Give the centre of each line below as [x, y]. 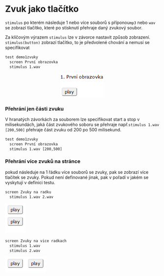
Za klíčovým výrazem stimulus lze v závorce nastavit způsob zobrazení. [78, 37]
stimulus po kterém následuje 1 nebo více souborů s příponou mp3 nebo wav [80, 22]
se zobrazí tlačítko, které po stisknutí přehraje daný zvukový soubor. [74, 27]
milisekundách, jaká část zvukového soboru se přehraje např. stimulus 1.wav [82, 125]
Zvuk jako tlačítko [42, 9]
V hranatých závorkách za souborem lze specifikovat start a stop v [72, 119]
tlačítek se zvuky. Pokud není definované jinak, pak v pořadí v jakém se [77, 177]
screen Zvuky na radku [28, 192]
